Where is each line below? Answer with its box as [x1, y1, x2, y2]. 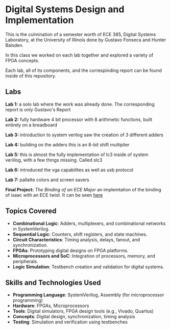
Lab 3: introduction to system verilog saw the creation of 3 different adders [5, 132, 163, 138]
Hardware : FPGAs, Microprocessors [12, 302, 89, 309]
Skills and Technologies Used [5, 278, 101, 287]
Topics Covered [5, 207, 57, 215]
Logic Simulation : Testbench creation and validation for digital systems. [12, 264, 164, 270]
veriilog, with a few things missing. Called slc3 [5, 157, 103, 163]
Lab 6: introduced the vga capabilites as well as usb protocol [5, 167, 134, 173]
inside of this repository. [5, 72, 56, 79]
